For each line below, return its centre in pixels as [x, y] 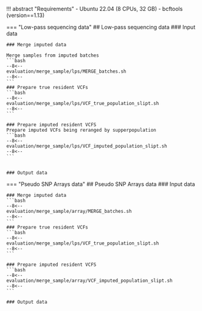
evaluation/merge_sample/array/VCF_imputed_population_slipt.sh [89, 281]
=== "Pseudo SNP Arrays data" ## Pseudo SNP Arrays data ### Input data [101, 184]
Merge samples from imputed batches [53, 55]
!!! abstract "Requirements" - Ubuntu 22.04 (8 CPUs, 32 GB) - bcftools [95, 9]
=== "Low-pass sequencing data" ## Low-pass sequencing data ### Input [101, 27]
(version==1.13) [26, 15]
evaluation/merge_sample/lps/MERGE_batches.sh [66, 71]
